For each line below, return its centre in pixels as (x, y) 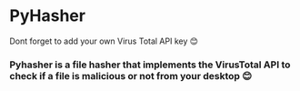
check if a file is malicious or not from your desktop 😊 (131, 76)
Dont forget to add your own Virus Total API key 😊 (104, 41)
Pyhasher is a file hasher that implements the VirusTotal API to (150, 65)
